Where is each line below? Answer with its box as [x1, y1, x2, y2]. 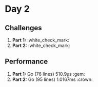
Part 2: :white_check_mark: [12, 42, 70, 49]
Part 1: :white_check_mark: [12, 37, 70, 43]
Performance [5, 57, 48, 66]
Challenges [5, 24, 42, 32]
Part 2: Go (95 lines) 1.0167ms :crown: [12, 76, 93, 82]
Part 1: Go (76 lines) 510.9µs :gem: [12, 71, 85, 77]
